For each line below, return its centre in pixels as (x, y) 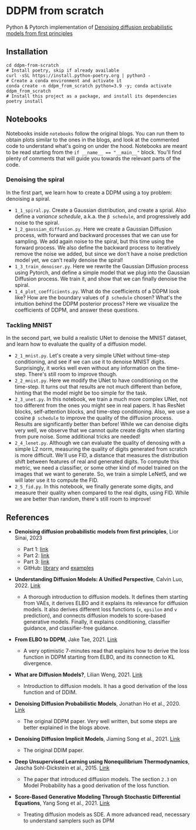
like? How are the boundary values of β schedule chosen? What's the (98, 297)
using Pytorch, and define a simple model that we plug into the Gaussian (102, 272)
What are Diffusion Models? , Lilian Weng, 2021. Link (78, 674)
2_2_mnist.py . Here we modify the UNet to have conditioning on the (96, 380)
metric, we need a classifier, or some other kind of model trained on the (101, 468)
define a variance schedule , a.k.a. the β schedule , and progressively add (102, 216)
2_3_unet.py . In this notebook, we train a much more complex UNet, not (101, 399)
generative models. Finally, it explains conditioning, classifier (97, 622)
